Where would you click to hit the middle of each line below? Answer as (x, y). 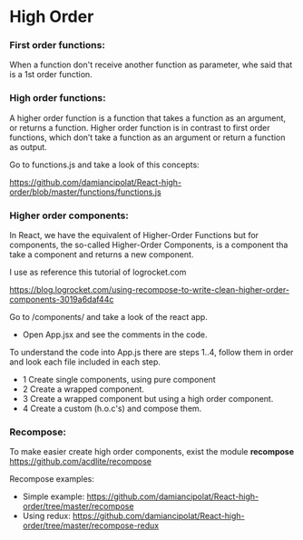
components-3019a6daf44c (62, 300)
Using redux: (46, 516)
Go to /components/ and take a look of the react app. (109, 317)
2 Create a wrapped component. (83, 389)
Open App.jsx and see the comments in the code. (115, 335)
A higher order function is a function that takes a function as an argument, (148, 118)
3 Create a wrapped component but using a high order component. (148, 399)
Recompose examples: (52, 479)
